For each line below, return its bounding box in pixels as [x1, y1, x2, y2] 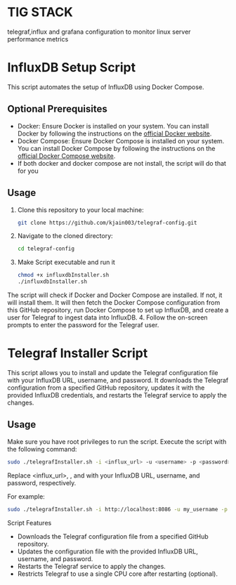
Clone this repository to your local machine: [17, 205, 144, 214]
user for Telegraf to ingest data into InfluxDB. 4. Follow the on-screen [7, 313, 209, 322]
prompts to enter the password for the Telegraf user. [7, 321, 159, 329]
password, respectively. [7, 478, 77, 487]
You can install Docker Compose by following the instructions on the [17, 144, 216, 152]
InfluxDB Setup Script [7, 60, 136, 76]
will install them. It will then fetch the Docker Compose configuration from [7, 298, 221, 306]
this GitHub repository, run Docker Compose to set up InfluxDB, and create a [7, 306, 229, 314]
